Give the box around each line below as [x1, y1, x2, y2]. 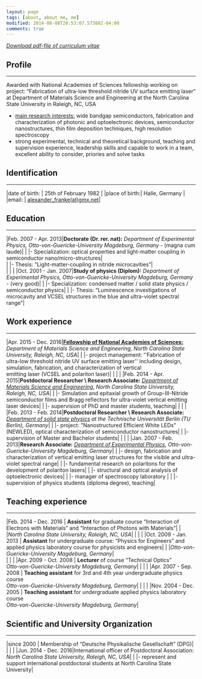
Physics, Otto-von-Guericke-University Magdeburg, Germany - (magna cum [6, 242, 195, 249]
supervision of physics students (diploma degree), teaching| [6, 479, 156, 486]
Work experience [6, 317, 72, 327]
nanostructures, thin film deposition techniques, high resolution [14, 125, 172, 133]
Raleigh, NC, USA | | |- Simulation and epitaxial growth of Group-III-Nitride [6, 389, 188, 396]
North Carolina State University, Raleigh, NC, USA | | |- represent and [6, 653, 177, 660]
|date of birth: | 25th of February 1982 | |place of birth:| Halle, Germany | [6, 189, 185, 196]
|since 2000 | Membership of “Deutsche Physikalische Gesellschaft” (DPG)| [6, 640, 194, 648]
